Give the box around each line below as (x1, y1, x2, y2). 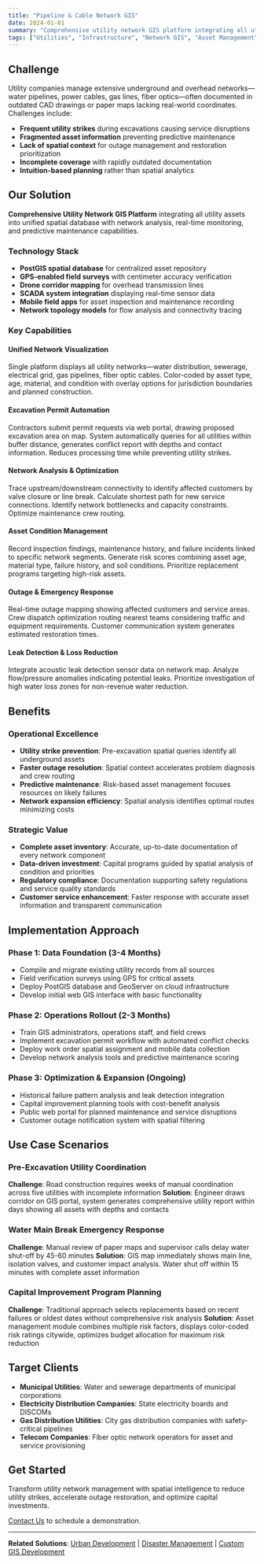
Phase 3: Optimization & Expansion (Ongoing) (8, 1072, 186, 1083)
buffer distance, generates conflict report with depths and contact (8, 439, 222, 449)
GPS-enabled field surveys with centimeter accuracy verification (19, 272, 232, 282)
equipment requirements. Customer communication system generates (8, 621, 235, 630)
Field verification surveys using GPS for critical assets (19, 973, 195, 982)
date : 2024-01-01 (8, 19, 65, 27)
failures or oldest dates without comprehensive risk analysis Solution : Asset (8, 1313, 255, 1322)
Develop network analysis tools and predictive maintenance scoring (19, 1052, 240, 1063)
